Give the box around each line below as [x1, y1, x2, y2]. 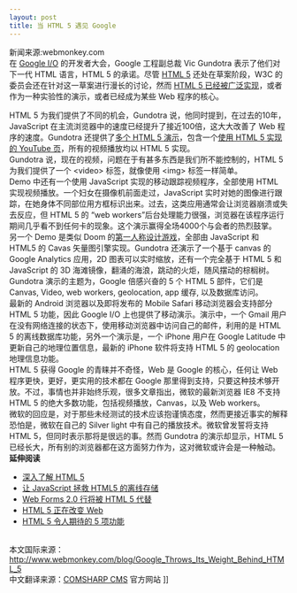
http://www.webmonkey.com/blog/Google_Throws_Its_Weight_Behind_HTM [9, 554, 285, 565]
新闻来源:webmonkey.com [9, 46, 105, 58]
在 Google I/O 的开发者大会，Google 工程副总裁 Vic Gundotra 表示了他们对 [9, 58, 281, 68]
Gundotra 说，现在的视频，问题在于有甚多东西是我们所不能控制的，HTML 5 [9, 154, 284, 165]
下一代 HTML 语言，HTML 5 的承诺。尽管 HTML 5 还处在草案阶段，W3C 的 [9, 68, 283, 80]
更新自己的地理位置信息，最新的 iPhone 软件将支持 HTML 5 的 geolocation [9, 342, 280, 352]
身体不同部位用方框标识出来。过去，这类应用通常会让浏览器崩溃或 [39, 198, 280, 209]
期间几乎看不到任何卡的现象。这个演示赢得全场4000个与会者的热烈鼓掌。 [9, 220, 277, 231]
